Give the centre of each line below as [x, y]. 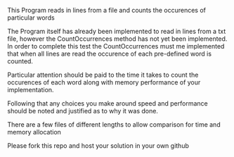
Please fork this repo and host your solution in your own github [98, 146]
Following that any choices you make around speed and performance [108, 103]
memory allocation [34, 132]
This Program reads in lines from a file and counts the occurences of [106, 10]
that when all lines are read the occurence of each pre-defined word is [110, 54]
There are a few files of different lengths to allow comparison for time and [114, 125]
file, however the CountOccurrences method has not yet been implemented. [117, 39]
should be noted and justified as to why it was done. [83, 111]
